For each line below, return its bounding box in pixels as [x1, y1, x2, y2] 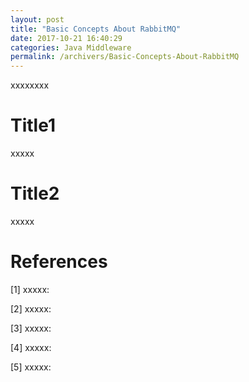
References [10, 251, 108, 273]
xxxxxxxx [10, 79, 50, 91]
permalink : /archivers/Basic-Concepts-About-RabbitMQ [10, 52, 240, 62]
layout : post [10, 14, 65, 25]
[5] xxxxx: [10, 361, 52, 373]
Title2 [10, 182, 60, 205]
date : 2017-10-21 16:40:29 [10, 33, 123, 43]
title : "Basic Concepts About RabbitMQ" [10, 24, 182, 34]
